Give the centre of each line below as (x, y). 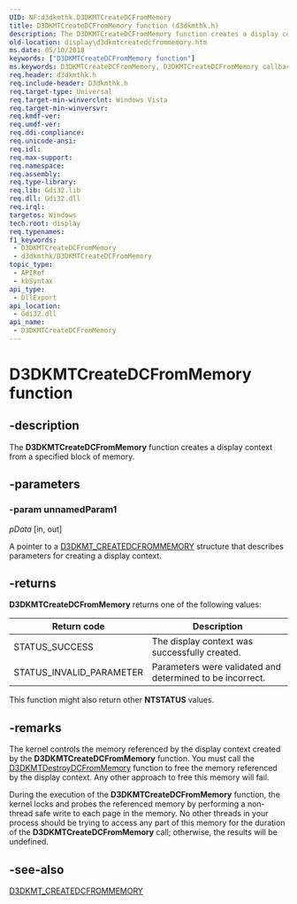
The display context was (202, 642)
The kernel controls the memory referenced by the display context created (145, 749)
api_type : (27, 289)
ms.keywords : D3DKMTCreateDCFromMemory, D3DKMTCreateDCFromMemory (134, 67)
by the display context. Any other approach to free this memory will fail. (139, 777)
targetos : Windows (43, 215)
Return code (78, 627)
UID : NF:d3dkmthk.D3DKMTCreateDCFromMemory (91, 17)
